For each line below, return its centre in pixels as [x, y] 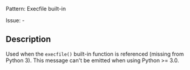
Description [28, 40]
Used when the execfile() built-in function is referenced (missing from [95, 54]
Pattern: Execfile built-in [36, 9]
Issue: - [15, 20]
